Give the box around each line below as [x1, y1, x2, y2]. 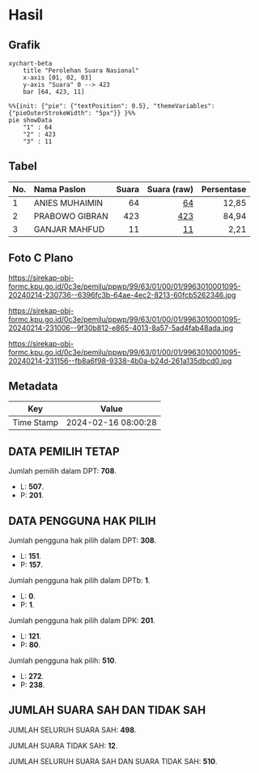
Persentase [201, 183, 247, 195]
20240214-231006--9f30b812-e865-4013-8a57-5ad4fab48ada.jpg [8, 323, 234, 333]
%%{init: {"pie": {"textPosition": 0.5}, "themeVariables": [8, 102, 216, 110]
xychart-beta [8, 59, 53, 67]
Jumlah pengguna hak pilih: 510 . [8, 655, 117, 666]
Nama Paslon [33, 183, 87, 195]
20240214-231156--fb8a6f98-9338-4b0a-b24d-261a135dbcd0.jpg [8, 355, 232, 366]
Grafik [8, 38, 40, 52]
